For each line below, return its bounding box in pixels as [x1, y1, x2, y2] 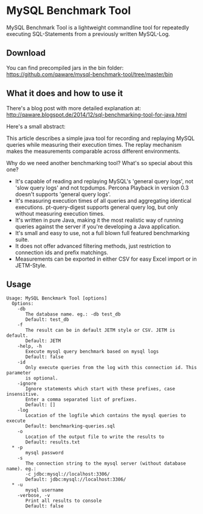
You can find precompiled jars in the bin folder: [6, 64, 124, 71]
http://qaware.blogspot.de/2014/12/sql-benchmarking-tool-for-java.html [6, 111, 187, 118]
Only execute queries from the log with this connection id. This [25, 365, 198, 371]
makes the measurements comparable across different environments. [6, 147, 181, 155]
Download [6, 48, 46, 58]
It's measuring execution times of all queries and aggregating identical [15, 197, 191, 204]
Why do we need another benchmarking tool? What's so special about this [6, 159, 193, 166]
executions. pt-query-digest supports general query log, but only [15, 203, 178, 211]
